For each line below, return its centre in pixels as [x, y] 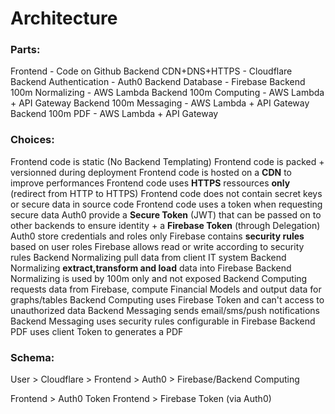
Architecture [64, 18]
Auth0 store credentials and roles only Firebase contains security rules [157, 236]
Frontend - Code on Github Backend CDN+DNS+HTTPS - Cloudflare [151, 71]
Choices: [32, 140]
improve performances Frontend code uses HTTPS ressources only [150, 183]
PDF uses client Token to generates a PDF [97, 331]
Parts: [25, 50]
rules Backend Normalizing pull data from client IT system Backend [148, 257]
